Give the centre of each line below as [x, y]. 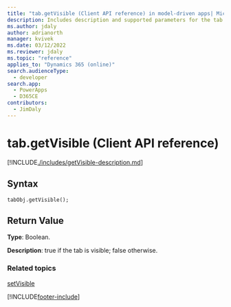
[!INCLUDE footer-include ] [44, 297]
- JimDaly [27, 109]
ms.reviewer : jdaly [35, 52]
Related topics [32, 269]
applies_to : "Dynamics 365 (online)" [61, 65]
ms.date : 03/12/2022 [37, 45]
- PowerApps [31, 90]
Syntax [23, 184]
